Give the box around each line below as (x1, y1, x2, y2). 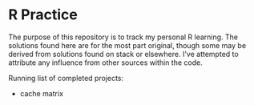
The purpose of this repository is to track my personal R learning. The (8, 32, 239, 42)
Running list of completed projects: (8, 73, 124, 83)
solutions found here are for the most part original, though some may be (8, 40, 247, 50)
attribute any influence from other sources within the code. (8, 58, 203, 67)
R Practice (8, 6, 78, 24)
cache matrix (19, 88, 64, 98)
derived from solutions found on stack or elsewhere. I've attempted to (8, 49, 239, 59)
